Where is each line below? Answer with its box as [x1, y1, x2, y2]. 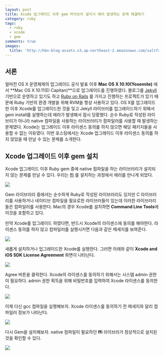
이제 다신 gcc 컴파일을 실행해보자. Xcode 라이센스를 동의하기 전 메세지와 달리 [5, 304, 153, 310]
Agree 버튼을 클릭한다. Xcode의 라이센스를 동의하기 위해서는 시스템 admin [5, 272, 148, 278]
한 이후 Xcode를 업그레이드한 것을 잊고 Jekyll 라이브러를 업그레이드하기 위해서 [5, 106, 155, 111]
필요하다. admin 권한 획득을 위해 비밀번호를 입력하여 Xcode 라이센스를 [10, 278, 145, 284]
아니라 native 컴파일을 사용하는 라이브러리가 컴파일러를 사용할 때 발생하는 [18, 118, 158, 124]
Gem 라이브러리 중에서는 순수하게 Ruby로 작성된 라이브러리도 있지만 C [5, 192, 140, 198]
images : [5, 44, 21, 48]
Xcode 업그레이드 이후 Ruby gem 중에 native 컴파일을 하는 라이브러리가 [5, 166, 143, 172]
